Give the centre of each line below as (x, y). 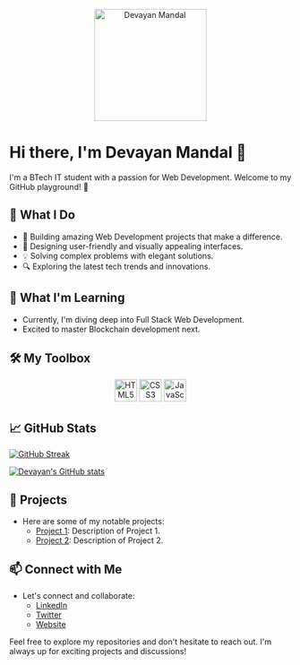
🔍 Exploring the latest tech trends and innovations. (116, 266)
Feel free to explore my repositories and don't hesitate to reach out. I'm (141, 642)
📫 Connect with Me (66, 570)
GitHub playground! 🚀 (49, 186)
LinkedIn (51, 605)
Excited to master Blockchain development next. (111, 329)
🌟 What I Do (43, 215)
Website (51, 624)
